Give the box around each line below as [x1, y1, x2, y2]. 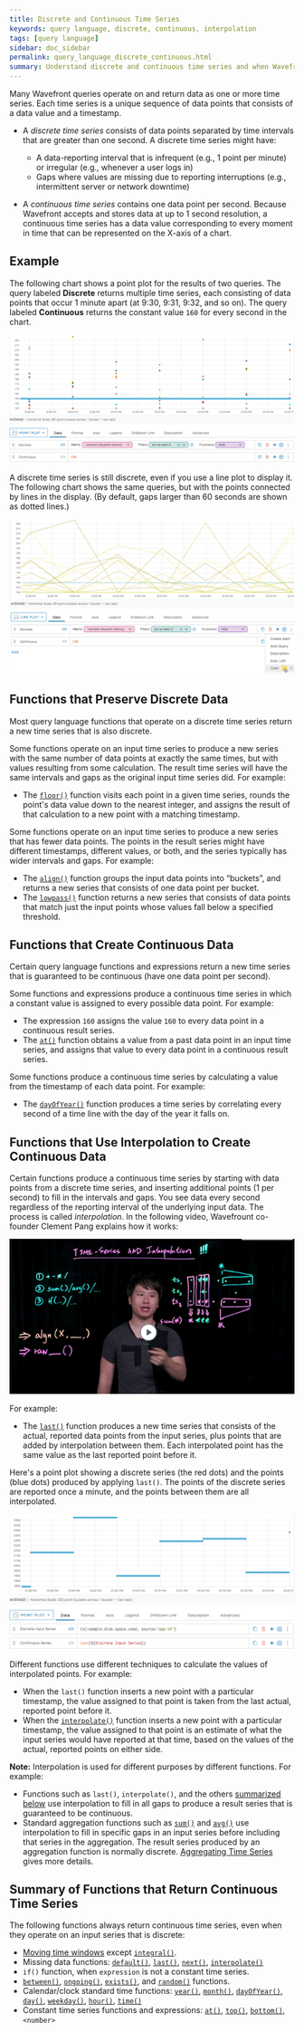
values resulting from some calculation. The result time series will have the [9, 762, 288, 773]
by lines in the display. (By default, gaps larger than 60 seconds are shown [9, 492, 288, 503]
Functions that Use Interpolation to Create [9, 1135, 252, 1150]
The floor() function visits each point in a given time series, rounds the [22, 789, 290, 800]
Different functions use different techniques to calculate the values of [9, 1658, 269, 1670]
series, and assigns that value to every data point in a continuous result [22, 1044, 289, 1055]
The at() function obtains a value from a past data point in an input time [22, 1035, 292, 1046]
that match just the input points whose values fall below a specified [22, 901, 274, 912]
